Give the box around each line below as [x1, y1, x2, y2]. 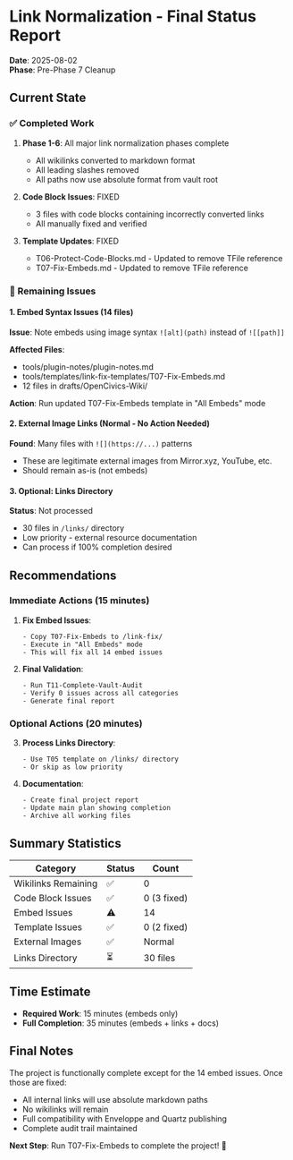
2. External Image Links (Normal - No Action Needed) [9, 418, 210, 429]
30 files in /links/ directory [21, 523, 125, 533]
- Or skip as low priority [21, 763, 123, 772]
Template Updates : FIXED [21, 235, 119, 246]
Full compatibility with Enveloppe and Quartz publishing [21, 1113, 228, 1124]
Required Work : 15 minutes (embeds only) [21, 1008, 179, 1019]
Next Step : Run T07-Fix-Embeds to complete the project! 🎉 [9, 1139, 227, 1151]
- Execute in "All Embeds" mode [21, 640, 143, 649]
